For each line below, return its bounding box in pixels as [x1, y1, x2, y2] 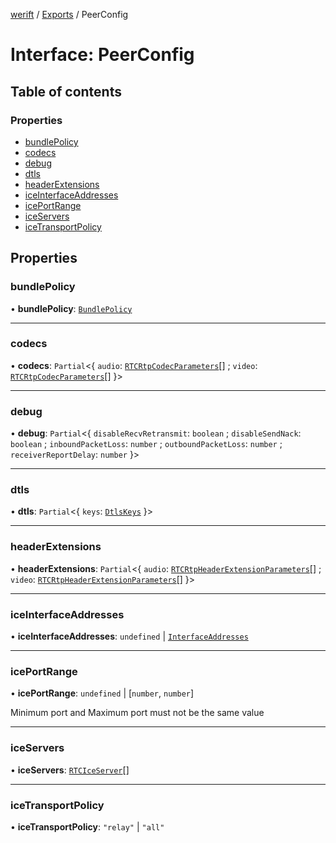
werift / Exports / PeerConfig [10, 9, 129, 20]
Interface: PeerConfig [10, 44, 195, 66]
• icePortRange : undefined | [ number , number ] [10, 687, 195, 699]
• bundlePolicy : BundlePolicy [10, 302, 133, 314]
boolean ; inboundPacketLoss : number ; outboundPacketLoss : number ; [10, 438, 283, 450]
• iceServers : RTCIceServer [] [10, 764, 130, 776]
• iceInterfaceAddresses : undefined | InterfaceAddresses [10, 630, 249, 643]
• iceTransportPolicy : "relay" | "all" [10, 820, 165, 833]
